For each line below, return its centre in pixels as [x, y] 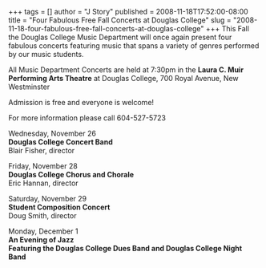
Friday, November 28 [43, 166]
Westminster [29, 87]
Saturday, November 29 [48, 199]
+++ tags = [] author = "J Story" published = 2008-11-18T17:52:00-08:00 [128, 12]
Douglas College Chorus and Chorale [71, 175]
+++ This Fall [228, 28]
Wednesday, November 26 [52, 133]
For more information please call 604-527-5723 [87, 118]
